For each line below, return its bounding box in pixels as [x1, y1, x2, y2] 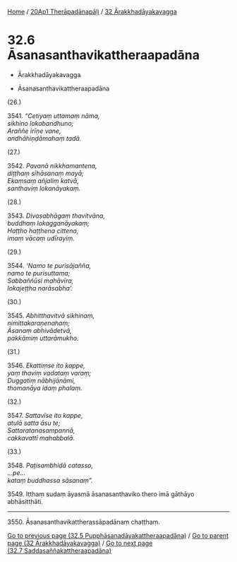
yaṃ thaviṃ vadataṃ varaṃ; [7, 368, 92, 377]
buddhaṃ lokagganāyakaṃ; [7, 218, 90, 227]
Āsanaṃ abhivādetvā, [7, 326, 72, 334]
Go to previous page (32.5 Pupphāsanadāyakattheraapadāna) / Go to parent [7, 531, 229, 539]
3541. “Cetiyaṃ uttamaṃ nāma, [7, 111, 100, 120]
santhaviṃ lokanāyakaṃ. [7, 184, 81, 192]
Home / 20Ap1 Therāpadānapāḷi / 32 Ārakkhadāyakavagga [7, 8, 178, 16]
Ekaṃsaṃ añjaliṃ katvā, [7, 176, 79, 185]
